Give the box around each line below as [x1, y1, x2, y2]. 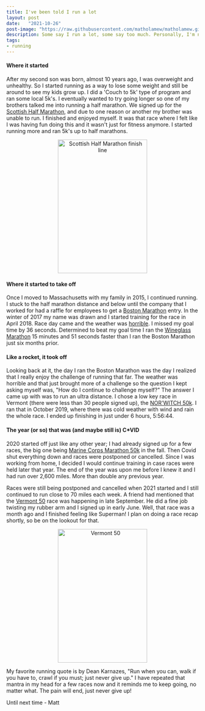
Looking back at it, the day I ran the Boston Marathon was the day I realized [6, 367, 196, 374]
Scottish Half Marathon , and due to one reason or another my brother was [6, 108, 192, 115]
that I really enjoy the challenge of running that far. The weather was [6, 373, 178, 381]
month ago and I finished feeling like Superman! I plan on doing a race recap [6, 510, 198, 517]
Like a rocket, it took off [6, 353, 67, 360]
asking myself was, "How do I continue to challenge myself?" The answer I [6, 386, 194, 394]
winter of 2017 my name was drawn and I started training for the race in [6, 313, 186, 321]
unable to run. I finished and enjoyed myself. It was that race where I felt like [6, 114, 198, 122]
